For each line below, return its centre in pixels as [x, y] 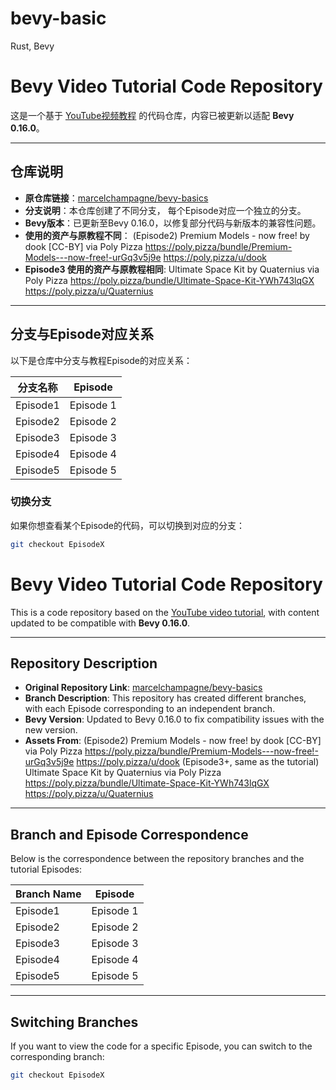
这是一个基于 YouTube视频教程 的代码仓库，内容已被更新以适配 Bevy [152, 115]
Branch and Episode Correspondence [129, 834]
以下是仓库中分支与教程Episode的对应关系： [101, 360]
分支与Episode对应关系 [82, 334]
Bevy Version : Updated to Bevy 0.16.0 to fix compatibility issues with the [174, 719]
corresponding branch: [57, 1057]
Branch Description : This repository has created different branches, [165, 698]
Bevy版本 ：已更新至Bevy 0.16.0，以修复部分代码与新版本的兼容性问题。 [173, 223]
